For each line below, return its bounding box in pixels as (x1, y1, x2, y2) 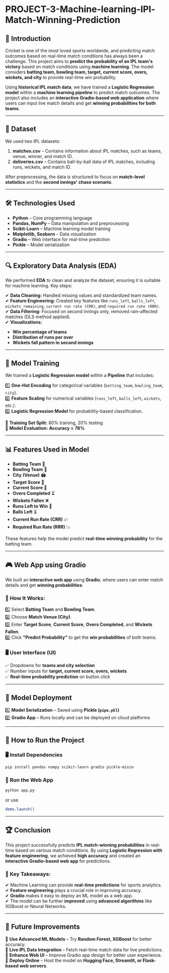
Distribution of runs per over (12, 334, 73, 340)
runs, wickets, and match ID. (12, 164, 71, 170)
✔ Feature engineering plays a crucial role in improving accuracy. (5, 887, 142, 893)
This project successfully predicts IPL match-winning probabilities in (5, 842, 150, 848)
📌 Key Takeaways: (5, 870, 51, 877)
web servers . (19, 962, 48, 968)
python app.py (5, 788, 35, 793)
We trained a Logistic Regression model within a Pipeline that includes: (5, 372, 154, 379)
